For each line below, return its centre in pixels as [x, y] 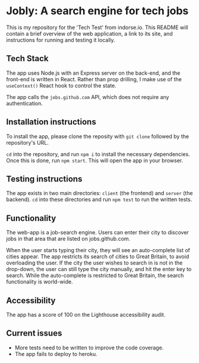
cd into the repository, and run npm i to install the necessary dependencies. [98, 154]
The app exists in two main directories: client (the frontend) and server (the [99, 193]
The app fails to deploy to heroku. [56, 354]
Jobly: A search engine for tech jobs [97, 11]
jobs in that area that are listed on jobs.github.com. [68, 239]
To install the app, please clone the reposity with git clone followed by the [97, 136]
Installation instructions [51, 122]
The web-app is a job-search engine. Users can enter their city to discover [97, 233]
